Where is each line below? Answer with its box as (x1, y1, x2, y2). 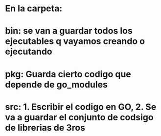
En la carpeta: (5, 3, 63, 14)
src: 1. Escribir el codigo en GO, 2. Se (5, 101, 157, 113)
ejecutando (5, 46, 52, 57)
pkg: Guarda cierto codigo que (5, 68, 131, 80)
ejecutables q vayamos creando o (5, 36, 145, 47)
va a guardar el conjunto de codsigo (5, 112, 154, 123)
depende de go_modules (5, 79, 108, 90)
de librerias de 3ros (5, 122, 86, 133)
